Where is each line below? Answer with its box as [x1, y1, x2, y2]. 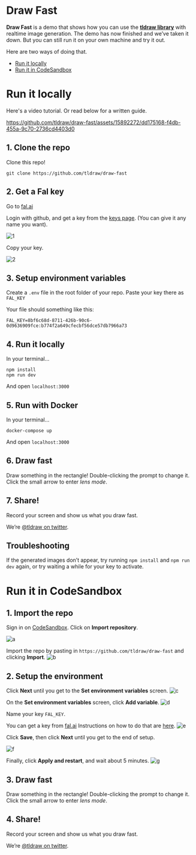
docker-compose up [6, 427, 52, 434]
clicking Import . [6, 654, 46, 661]
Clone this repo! [6, 158, 46, 166]
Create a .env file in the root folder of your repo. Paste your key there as [6, 289, 184, 296]
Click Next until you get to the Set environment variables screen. [6, 687, 168, 694]
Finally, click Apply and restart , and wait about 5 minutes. [6, 757, 149, 765]
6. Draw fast [6, 456, 53, 466]
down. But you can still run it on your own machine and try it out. [6, 36, 166, 43]
